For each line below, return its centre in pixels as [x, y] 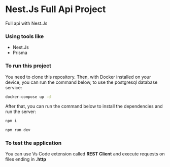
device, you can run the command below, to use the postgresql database [81, 82]
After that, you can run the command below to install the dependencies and [84, 106]
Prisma [20, 53]
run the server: [21, 112]
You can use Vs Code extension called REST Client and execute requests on [85, 154]
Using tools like [25, 36]
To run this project [28, 66]
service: [14, 87]
